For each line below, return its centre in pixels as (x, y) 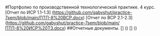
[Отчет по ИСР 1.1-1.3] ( (29, 12)
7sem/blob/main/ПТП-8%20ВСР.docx (44, 18)
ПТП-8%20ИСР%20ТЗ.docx (35, 28)
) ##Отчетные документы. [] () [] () (101, 28)
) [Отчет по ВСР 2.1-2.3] (108, 18)
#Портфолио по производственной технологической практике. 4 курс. (80, 7)
